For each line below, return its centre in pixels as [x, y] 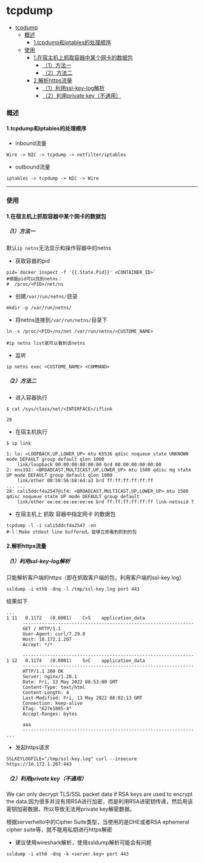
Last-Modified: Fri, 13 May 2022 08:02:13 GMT [82, 698]
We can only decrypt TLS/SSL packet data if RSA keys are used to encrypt [100, 794]
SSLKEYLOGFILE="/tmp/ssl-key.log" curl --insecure [72, 759]
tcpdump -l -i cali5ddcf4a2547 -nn [51, 525]
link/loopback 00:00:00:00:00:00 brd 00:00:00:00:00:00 [90, 464]
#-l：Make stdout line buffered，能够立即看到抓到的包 [72, 532]
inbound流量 [31, 143]
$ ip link [19, 443]
